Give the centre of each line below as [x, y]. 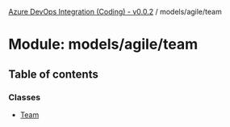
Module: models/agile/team [103, 44]
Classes [25, 97]
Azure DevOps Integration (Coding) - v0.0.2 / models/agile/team [115, 12]
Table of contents [53, 74]
